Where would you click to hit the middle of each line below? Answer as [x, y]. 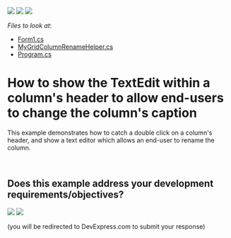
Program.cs [34, 54]
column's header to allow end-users [115, 98]
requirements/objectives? [66, 195]
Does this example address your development [111, 184]
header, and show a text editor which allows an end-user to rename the [111, 140]
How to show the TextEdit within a [109, 83]
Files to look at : [30, 25]
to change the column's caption [102, 113]
